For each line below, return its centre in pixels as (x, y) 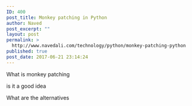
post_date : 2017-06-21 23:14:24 (47, 57)
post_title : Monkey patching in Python (57, 18)
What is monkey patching (38, 74)
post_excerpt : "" (28, 29)
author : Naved (24, 23)
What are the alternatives (38, 98)
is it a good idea (26, 86)
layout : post (23, 35)
